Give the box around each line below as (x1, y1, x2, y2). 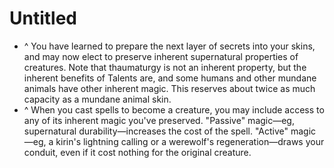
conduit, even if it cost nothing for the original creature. (23, 146, 252, 158)
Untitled (9, 7, 78, 30)
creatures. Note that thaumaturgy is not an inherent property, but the (23, 61, 307, 73)
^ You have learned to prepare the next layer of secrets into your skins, (23, 40, 316, 52)
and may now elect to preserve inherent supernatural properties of (23, 50, 299, 62)
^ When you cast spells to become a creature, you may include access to (23, 103, 325, 116)
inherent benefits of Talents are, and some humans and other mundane (23, 72, 317, 84)
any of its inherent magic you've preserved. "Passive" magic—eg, (23, 114, 295, 126)
